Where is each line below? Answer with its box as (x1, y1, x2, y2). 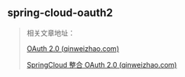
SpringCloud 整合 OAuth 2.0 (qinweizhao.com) (26, 60, 177, 69)
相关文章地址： (26, 27, 75, 38)
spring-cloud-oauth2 (7, 6, 113, 20)
